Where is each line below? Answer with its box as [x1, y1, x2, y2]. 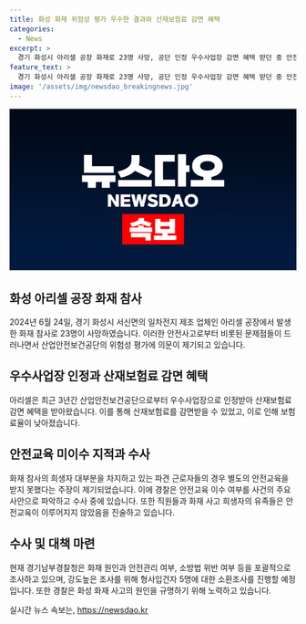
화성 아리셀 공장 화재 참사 [9, 290, 143, 306]
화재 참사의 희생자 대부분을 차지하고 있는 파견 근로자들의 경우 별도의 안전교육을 [9, 473, 290, 484]
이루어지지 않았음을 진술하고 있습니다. [40, 506, 176, 517]
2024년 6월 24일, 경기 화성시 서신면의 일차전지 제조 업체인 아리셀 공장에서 [9, 317, 275, 328]
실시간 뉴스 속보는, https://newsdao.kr [9, 604, 148, 615]
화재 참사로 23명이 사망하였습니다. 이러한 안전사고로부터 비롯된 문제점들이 [18, 328, 282, 339]
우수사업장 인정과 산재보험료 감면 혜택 [9, 369, 209, 384]
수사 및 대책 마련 [9, 536, 96, 552]
